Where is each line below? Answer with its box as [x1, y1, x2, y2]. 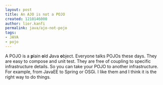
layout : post [5, 7, 32, 12]
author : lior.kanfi [5, 21, 45, 26]
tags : [5, 30, 16, 35]
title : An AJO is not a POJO [5, 12, 65, 17]
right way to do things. [5, 74, 51, 80]
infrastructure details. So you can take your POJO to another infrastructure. [5, 63, 159, 69]
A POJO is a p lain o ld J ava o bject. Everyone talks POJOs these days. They [5, 53, 157, 59]
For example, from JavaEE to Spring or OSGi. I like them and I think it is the [5, 69, 157, 75]
